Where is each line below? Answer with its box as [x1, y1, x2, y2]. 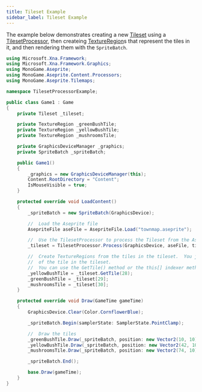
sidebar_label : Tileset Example [6, 14, 87, 20]
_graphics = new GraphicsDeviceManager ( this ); [28, 171, 147, 177]
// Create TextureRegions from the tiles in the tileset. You [28, 254, 192, 260]
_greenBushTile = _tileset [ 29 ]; [28, 276, 109, 282]
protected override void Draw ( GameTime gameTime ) [17, 298, 144, 304]
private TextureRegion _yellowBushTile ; [17, 127, 120, 133]
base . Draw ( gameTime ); [28, 369, 82, 376]
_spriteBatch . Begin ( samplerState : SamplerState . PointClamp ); [28, 320, 185, 326]
